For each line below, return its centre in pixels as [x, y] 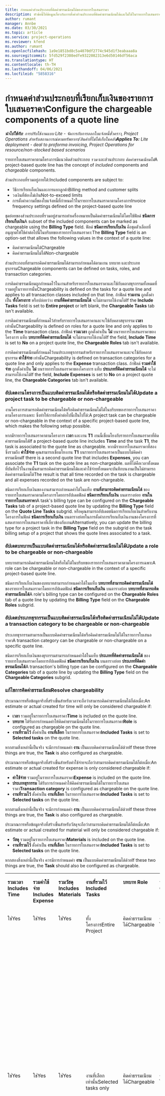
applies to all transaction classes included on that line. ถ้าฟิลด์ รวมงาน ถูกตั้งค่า [80, 294]
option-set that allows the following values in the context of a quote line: [78, 238]
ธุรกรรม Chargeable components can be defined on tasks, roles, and [72, 268]
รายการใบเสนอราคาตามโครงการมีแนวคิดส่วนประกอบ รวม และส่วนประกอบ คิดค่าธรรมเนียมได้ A [82, 159]
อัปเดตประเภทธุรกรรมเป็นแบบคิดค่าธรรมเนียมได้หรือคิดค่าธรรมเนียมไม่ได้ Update [82, 618]
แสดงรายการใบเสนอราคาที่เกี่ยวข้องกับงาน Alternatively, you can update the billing [79, 523]
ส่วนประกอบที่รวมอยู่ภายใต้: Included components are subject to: [64, 179]
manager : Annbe [21, 23]
